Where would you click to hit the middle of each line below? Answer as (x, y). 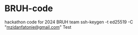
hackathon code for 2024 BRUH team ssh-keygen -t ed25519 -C (69, 22)
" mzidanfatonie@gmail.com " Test (38, 27)
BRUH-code (29, 9)
